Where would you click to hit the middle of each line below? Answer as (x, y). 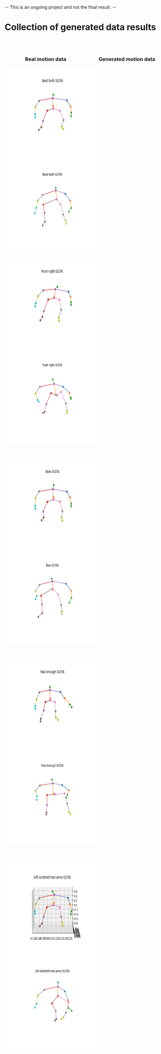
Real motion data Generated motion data (90, 59)
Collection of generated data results (80, 27)
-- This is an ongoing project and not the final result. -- (61, 7)
